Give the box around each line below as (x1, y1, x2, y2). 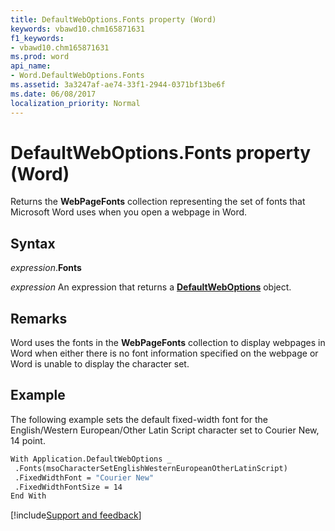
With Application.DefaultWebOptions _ (10, 454, 172, 464)
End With (10, 491, 47, 501)
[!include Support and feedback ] (10, 509, 142, 521)
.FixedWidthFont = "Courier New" (14, 472, 155, 483)
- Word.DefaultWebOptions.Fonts (10, 71, 145, 81)
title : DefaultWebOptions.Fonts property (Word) (10, 14, 217, 25)
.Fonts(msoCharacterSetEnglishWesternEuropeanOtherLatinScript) (14, 463, 288, 473)
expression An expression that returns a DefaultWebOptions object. (10, 281, 292, 293)
